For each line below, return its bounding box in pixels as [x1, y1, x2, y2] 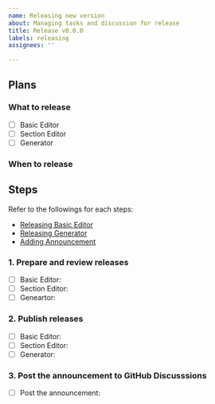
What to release [8, 101, 72, 113]
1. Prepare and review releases [8, 256, 129, 267]
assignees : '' [8, 42, 56, 50]
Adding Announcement [19, 236, 96, 246]
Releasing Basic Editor [19, 220, 94, 229]
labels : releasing [8, 34, 69, 42]
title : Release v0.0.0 [8, 26, 84, 34]
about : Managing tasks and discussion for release [8, 19, 180, 27]
